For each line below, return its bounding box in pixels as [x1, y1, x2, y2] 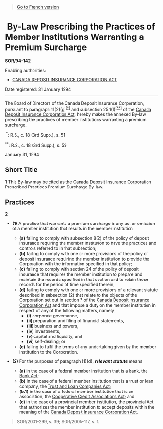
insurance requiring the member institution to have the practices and [19, 240, 157, 246]
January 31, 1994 [5, 151, 39, 157]
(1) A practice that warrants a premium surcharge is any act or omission [12, 220, 155, 226]
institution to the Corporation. [19, 349, 79, 354]
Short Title [5, 166, 38, 174]
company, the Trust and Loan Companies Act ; [19, 383, 112, 389]
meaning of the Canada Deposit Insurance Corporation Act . [19, 409, 138, 415]
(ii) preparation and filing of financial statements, [26, 317, 125, 323]
